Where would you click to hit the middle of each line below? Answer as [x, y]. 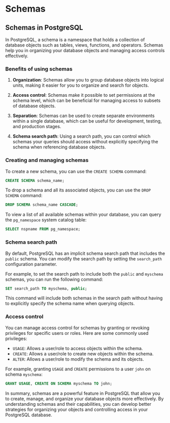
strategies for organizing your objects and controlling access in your [77, 409]
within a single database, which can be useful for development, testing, [87, 121]
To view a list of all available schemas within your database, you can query [83, 215]
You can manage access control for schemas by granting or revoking [77, 328]
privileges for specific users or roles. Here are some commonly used [77, 333]
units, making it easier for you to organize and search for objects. [81, 85]
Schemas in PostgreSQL [44, 28]
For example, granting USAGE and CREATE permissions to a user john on [78, 369]
